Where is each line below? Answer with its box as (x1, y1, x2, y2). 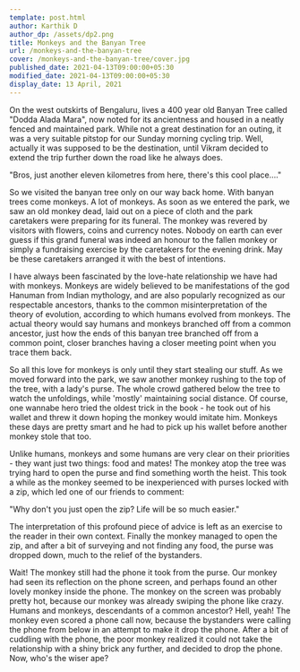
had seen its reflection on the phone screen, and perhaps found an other (9, 576, 278, 587)
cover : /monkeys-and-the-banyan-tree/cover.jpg (9, 55, 191, 64)
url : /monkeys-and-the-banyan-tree (9, 47, 142, 56)
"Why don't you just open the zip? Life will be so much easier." (9, 504, 240, 514)
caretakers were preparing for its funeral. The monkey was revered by (9, 215, 268, 226)
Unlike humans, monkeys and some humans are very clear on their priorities (9, 448, 290, 459)
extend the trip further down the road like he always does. (9, 151, 224, 162)
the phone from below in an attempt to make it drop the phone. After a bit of (9, 624, 289, 634)
